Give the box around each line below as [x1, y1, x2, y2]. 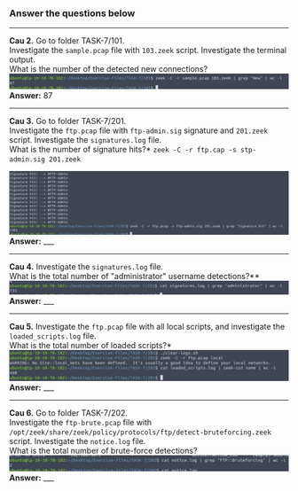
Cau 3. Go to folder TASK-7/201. [9, 115, 127, 126]
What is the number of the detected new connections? [9, 64, 208, 74]
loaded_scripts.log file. [9, 331, 97, 341]
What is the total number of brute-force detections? [9, 446, 198, 456]
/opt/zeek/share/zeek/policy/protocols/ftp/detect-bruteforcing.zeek [9, 428, 272, 437]
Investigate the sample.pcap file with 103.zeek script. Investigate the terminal [9, 45, 287, 56]
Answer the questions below [9, 7, 136, 19]
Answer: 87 [9, 90, 53, 100]
